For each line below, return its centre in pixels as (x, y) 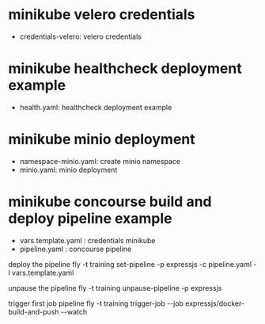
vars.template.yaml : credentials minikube (87, 240)
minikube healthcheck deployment (125, 69)
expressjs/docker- (215, 303)
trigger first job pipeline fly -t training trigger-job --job (96, 303)
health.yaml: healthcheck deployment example (96, 107)
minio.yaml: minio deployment (68, 170)
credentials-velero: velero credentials (81, 36)
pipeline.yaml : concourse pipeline (76, 249)
